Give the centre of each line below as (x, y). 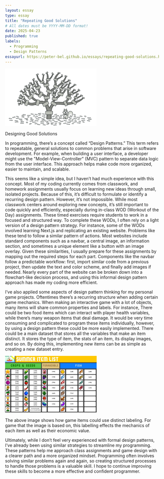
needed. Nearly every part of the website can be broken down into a (74, 272)
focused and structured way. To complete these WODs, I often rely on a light (82, 220)
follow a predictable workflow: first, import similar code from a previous (77, 262)
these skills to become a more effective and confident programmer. (73, 471)
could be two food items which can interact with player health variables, (77, 313)
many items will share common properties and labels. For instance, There (79, 307)
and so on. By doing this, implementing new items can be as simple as (76, 344)
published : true (21, 36)
